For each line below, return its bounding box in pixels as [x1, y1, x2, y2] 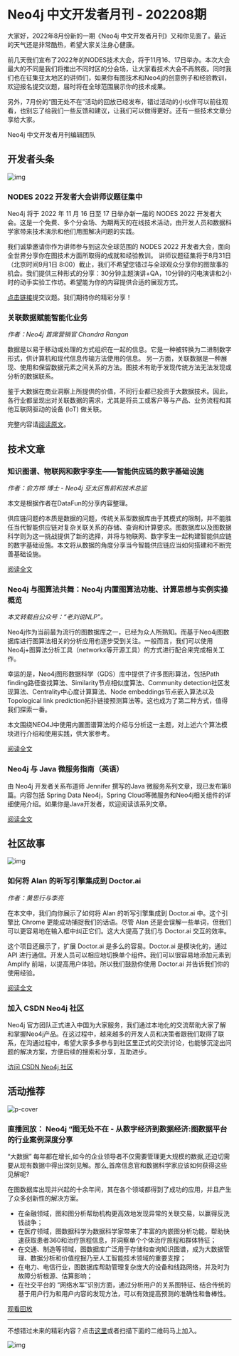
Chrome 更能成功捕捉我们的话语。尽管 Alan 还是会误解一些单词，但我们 [21, 918, 232, 926]
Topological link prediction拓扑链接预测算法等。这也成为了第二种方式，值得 [7, 697, 228, 705]
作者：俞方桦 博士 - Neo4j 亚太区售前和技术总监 [7, 484, 147, 493]
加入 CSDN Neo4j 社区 [7, 1003, 84, 1013]
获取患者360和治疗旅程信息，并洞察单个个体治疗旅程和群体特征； [23, 1236, 217, 1245]
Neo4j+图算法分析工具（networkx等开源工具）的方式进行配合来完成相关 [7, 646, 219, 654]
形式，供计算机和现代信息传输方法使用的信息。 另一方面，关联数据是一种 [7, 354, 221, 363]
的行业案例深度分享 [7, 1134, 73, 1144]
